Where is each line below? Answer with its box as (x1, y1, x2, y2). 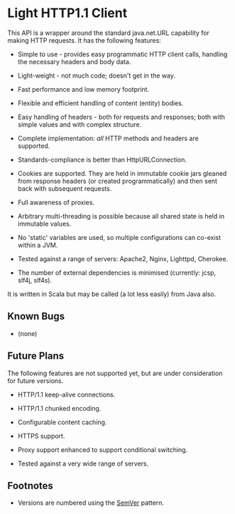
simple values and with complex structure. (17, 120, 142, 129)
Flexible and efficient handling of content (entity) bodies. (17, 98, 184, 107)
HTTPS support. (17, 431, 65, 440)
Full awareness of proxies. (17, 198, 94, 206)
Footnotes (7, 479, 53, 492)
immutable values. (17, 219, 72, 228)
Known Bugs (7, 310, 65, 322)
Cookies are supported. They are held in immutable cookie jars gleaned (17, 169, 227, 177)
